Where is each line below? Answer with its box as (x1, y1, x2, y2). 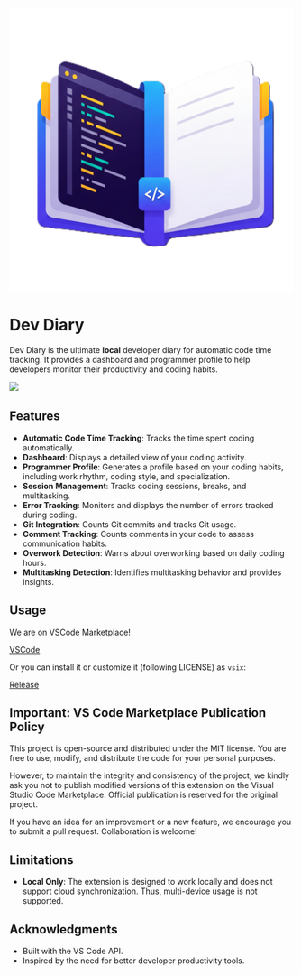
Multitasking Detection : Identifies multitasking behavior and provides (22, 567, 282, 578)
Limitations (9, 852, 74, 868)
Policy (9, 719, 45, 734)
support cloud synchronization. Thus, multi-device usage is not (22, 886, 259, 896)
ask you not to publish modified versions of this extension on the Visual (9, 780, 275, 791)
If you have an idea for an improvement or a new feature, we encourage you (9, 816, 292, 828)
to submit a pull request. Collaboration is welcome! (9, 826, 197, 837)
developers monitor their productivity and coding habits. (9, 364, 218, 375)
